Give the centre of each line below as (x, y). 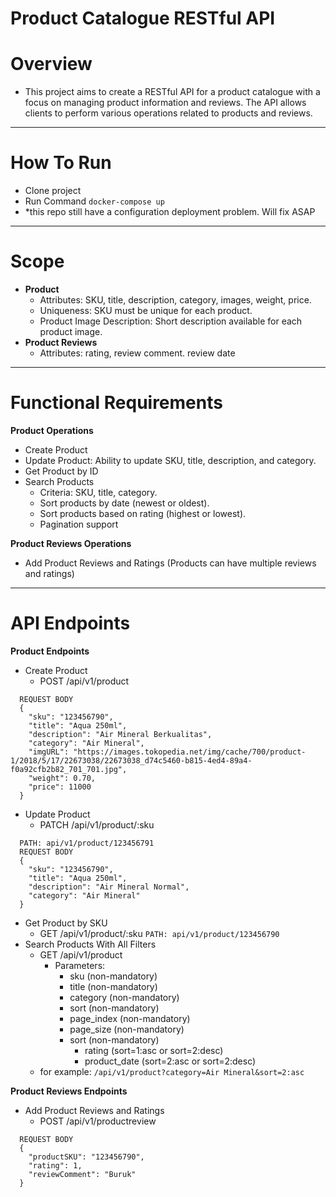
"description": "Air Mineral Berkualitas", (120, 734)
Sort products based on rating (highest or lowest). (143, 513)
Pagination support (79, 524)
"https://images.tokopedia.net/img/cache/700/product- (190, 752)
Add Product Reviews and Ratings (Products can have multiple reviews (170, 563)
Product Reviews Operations (71, 543)
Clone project (53, 191)
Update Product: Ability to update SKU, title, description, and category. (170, 460)
